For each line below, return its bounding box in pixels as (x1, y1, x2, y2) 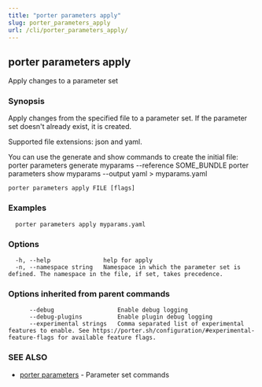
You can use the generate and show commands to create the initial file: (8, 153, 238, 162)
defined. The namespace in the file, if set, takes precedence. (8, 271, 223, 278)
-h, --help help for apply (15, 256, 153, 264)
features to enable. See (8, 327, 90, 335)
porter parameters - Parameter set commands (19, 370, 170, 379)
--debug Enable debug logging (28, 306, 189, 315)
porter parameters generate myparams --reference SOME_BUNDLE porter (8, 160, 249, 170)
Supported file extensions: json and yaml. (8, 137, 143, 146)
